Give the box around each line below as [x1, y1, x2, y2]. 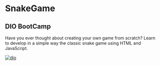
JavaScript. [5, 46, 28, 51]
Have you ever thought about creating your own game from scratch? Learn [5, 35, 156, 41]
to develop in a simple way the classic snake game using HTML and [5, 40, 141, 46]
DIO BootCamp [5, 22, 51, 31]
